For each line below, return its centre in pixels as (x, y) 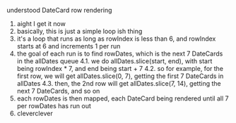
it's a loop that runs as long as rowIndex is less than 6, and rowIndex (116, 39)
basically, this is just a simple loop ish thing (79, 31)
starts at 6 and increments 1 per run (69, 46)
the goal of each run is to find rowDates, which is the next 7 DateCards (120, 53)
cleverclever (35, 113)
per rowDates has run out (54, 106)
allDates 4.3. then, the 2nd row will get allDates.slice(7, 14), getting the (119, 83)
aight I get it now (41, 24)
